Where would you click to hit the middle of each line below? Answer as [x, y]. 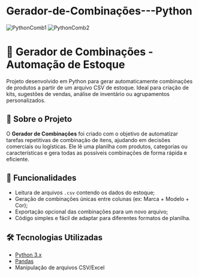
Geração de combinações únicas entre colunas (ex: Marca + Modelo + [102, 198]
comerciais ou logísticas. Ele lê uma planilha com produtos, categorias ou [97, 146]
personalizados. [26, 100]
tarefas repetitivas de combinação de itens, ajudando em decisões [88, 140]
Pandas [24, 261]
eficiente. [18, 159]
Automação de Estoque [66, 65]
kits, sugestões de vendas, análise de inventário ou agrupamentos [88, 94]
